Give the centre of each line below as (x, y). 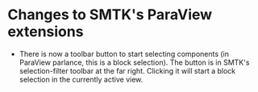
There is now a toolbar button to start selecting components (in (124, 54)
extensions (46, 32)
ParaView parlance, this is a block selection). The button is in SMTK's (134, 62)
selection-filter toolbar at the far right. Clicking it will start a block (127, 70)
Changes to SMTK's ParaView (110, 15)
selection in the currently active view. (81, 79)
